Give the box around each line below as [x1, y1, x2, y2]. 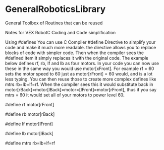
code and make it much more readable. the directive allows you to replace [5, 44, 157, 50]
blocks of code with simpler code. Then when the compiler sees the [5, 50, 144, 56]
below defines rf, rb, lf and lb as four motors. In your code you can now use [5, 60, 160, 66]
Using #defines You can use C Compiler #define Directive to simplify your [5, 39, 156, 45]
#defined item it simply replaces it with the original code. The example [5, 55, 149, 61]
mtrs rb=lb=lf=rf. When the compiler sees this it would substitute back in [5, 81, 154, 87]
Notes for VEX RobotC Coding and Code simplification [5, 29, 116, 35]
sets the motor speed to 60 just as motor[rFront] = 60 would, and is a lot [5, 71, 153, 76]
